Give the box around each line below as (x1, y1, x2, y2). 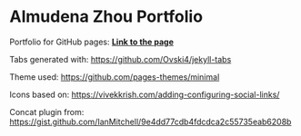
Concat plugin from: (9, 106, 85, 117)
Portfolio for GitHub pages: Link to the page (9, 36, 175, 47)
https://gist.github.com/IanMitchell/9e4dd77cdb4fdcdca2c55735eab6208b (9, 116, 292, 127)
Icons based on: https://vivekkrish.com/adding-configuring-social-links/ (9, 89, 280, 100)
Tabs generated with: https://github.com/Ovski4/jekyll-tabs (9, 53, 232, 64)
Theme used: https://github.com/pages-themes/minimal (9, 71, 220, 83)
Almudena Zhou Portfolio (9, 6, 203, 27)
